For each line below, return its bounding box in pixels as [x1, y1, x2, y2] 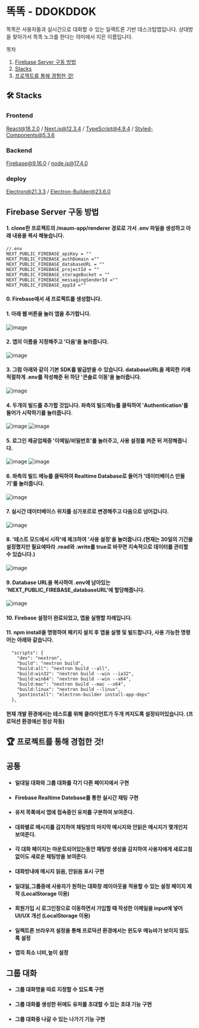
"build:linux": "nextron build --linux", [17, 687, 121, 693]
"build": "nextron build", [17, 661, 84, 666]
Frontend [6, 111, 33, 120]
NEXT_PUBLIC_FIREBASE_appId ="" [6, 282, 86, 288]
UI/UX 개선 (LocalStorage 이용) [14, 912, 91, 920]
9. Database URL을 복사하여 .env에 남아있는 [6, 578, 111, 586]
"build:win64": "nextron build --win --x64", [17, 676, 132, 682]
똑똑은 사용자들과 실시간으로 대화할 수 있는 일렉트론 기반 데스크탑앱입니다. [6, 26, 178, 33]
